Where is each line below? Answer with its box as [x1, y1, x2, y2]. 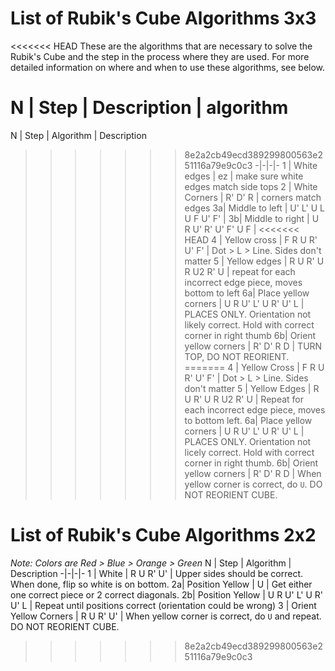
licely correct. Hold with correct [184, 446, 315, 458]
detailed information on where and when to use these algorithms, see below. [10, 61, 326, 73]
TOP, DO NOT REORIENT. [184, 350, 290, 362]
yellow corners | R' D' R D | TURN [184, 340, 323, 352]
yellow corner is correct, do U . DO [184, 478, 323, 490]
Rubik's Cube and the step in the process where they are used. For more [10, 50, 310, 62]
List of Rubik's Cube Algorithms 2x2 [10, 524, 317, 547]
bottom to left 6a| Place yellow [184, 287, 310, 299]
